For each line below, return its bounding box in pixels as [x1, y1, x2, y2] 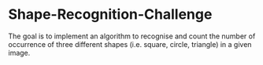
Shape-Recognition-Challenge [8, 5, 213, 23]
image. [8, 48, 31, 57]
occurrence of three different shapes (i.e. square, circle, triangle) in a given [8, 39, 252, 49]
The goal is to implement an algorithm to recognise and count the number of [8, 31, 256, 41]
